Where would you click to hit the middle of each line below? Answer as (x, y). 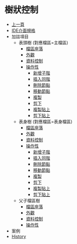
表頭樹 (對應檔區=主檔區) (43, 42)
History (19, 236)
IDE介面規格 (23, 30)
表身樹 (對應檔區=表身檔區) (45, 122)
